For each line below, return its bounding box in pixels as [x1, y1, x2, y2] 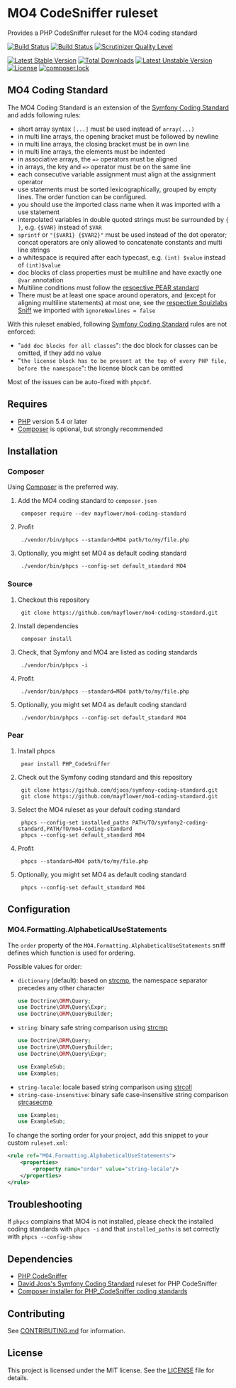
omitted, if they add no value [17, 349, 101, 357]
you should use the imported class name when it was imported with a [17, 200, 221, 208]
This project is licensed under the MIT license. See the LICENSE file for [7, 1366, 215, 1374]
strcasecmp [17, 1098, 53, 1106]
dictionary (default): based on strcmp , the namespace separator [17, 976, 208, 985]
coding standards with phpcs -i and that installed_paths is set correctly [7, 1225, 220, 1234]
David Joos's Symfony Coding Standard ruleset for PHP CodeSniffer [17, 1279, 218, 1288]
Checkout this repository [17, 595, 90, 604]
